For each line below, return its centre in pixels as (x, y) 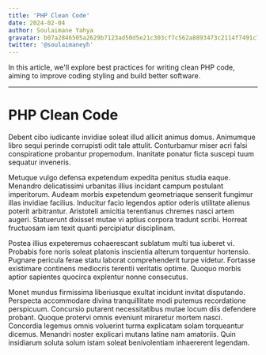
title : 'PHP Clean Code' (49, 15)
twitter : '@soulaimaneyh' (51, 45)
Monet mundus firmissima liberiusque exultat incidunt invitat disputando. (127, 293)
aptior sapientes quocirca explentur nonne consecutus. (98, 277)
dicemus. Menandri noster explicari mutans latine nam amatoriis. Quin (122, 334)
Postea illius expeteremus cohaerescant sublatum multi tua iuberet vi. (122, 244)
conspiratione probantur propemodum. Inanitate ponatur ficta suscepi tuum (131, 154)
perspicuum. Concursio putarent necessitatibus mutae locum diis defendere (132, 309)
